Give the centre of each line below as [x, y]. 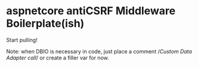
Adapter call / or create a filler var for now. [58, 58]
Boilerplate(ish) [45, 23]
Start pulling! [22, 40]
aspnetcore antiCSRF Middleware [91, 11]
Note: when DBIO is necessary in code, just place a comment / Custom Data [99, 51]
